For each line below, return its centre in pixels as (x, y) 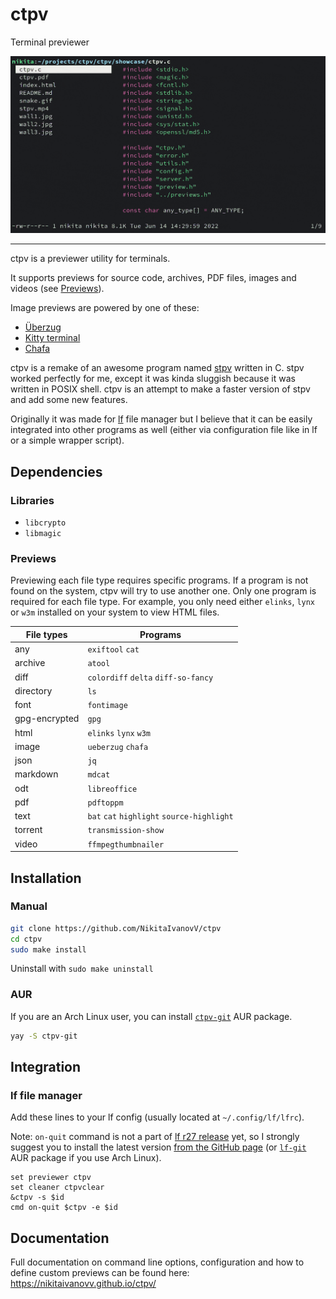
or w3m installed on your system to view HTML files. (115, 612)
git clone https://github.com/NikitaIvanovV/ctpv (116, 928)
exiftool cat (113, 650)
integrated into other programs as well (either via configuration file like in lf (164, 430)
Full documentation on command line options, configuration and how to (157, 1262)
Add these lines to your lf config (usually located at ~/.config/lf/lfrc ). (157, 1117)
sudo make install (48, 949)
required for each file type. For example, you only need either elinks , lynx (163, 602)
